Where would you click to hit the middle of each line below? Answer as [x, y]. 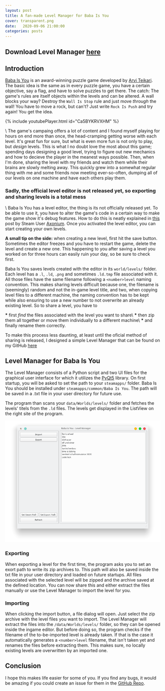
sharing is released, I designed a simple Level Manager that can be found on [82, 340]
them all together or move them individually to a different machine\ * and [79, 320]
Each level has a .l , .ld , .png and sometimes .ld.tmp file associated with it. [82, 274]
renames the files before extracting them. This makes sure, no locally [75, 645]
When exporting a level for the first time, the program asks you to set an [78, 564]
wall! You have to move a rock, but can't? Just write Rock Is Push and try [79, 106]
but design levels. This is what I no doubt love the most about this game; [78, 147]
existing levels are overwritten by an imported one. [56, 650]
